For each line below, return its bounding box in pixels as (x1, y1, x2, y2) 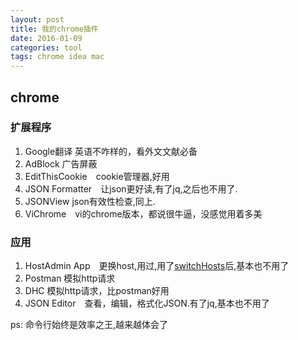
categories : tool (10, 42, 83, 53)
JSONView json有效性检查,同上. (24, 195, 156, 207)
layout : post (10, 14, 65, 25)
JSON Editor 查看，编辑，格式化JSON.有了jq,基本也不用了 (24, 297, 270, 310)
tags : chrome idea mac (10, 52, 105, 62)
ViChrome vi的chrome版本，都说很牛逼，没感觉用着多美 (24, 207, 263, 220)
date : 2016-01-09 (10, 33, 83, 43)
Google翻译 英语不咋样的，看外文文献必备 (24, 145, 198, 157)
